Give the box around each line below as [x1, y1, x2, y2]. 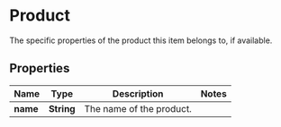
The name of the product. [84, 102, 192, 114]
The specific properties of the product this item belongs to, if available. [9, 35, 273, 46]
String [48, 102, 76, 114]
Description [112, 87, 164, 99]
